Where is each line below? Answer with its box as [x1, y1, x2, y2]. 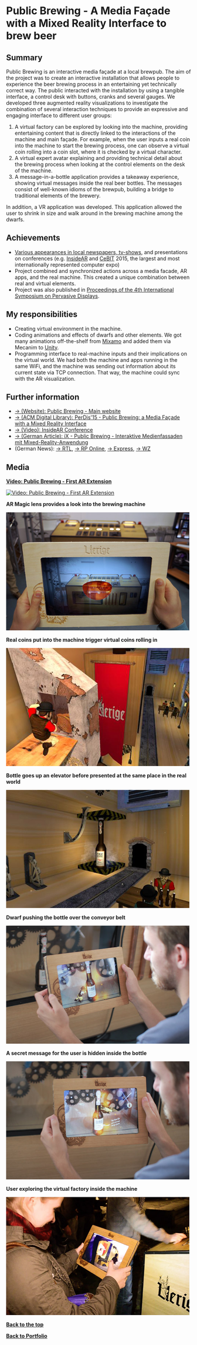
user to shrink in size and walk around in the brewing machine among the [6, 210, 183, 217]
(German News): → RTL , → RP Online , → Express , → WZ [14, 445, 151, 452]
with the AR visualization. [14, 375, 76, 382]
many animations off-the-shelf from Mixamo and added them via [14, 337, 171, 345]
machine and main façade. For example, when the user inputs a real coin [14, 136, 191, 142]
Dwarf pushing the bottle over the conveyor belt [6, 914, 126, 921]
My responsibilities [6, 309, 78, 319]
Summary [6, 52, 43, 62]
